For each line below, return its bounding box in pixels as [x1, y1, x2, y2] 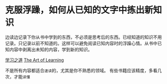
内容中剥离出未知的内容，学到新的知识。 [9, 46, 92, 52]
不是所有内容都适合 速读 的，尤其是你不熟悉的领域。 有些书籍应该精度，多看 [5, 67, 158, 73]
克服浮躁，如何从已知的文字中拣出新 [5, 4, 154, 16]
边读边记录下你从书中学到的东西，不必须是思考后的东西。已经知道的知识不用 [5, 34, 162, 40]
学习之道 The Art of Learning [5, 57, 64, 63]
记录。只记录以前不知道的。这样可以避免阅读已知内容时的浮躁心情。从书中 [5, 40, 158, 46]
